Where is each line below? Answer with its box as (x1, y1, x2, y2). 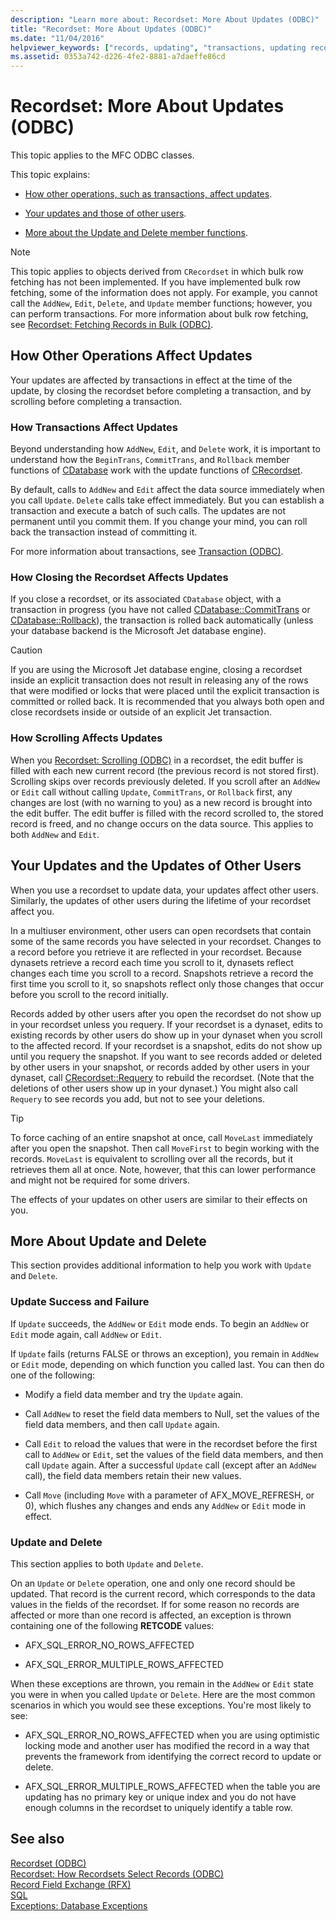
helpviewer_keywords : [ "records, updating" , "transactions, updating (10, 42, 307, 53)
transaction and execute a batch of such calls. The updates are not (10, 505, 287, 517)
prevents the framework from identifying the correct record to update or (24, 1750, 322, 1762)
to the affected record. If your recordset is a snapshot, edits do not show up (10, 1039, 323, 1051)
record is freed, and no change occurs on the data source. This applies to (10, 817, 314, 830)
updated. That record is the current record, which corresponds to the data (10, 1587, 316, 1600)
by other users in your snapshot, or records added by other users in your (10, 1061, 311, 1073)
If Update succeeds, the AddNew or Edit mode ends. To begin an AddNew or (10, 1317, 310, 1330)
